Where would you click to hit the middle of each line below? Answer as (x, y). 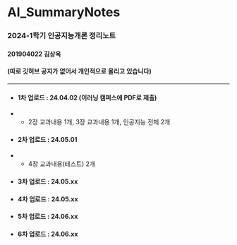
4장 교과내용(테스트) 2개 (62, 164)
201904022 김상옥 (34, 54)
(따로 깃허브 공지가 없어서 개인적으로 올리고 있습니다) (79, 71)
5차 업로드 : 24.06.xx (48, 217)
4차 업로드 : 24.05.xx (48, 199)
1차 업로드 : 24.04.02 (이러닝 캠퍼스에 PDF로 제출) (87, 97)
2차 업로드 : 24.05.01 (47, 139)
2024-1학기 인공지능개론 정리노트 (62, 36)
